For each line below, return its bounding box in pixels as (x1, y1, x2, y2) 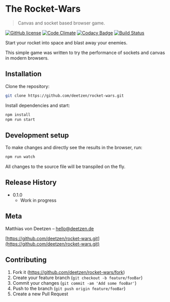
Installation (5, 70, 42, 78)
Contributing (5, 256, 47, 264)
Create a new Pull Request (12, 291, 69, 297)
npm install (5, 112, 31, 117)
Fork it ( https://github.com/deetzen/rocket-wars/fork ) (12, 269, 125, 275)
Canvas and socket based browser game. (17, 20, 105, 26)
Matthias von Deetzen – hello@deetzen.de (5, 225, 94, 232)
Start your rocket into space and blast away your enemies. (5, 39, 128, 46)
